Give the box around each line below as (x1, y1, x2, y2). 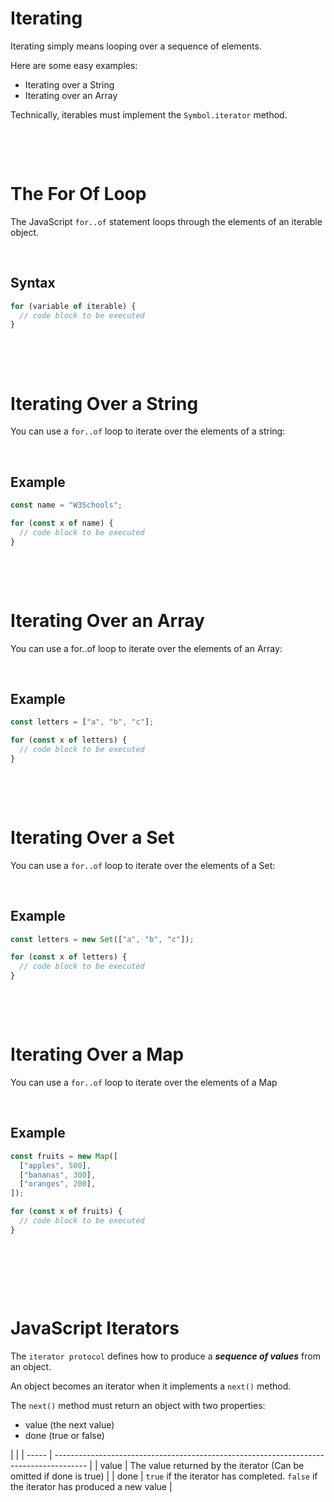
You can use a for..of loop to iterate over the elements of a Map (10, 1077, 278, 1088)
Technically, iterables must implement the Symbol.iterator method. (10, 108, 288, 121)
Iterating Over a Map (10, 1043, 185, 1066)
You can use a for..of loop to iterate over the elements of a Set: (10, 859, 276, 871)
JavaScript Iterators (10, 1317, 180, 1339)
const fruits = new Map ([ (10, 1151, 118, 1161)
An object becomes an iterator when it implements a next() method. (10, 1380, 292, 1392)
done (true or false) (24, 1429, 105, 1441)
